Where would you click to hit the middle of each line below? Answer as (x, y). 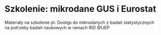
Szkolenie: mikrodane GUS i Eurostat (80, 9)
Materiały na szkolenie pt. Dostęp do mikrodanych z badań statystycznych (80, 22)
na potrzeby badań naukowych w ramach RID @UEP (57, 27)
